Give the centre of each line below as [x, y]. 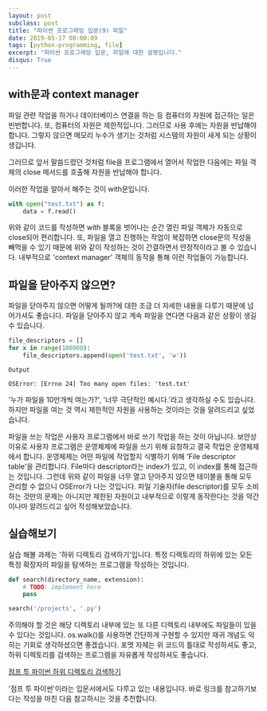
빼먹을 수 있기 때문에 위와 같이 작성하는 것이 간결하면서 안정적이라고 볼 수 [122, 247]
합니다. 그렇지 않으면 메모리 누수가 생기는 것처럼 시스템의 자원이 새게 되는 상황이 [133, 135]
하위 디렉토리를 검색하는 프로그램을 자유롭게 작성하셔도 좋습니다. [108, 655]
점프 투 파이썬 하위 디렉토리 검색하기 [65, 672]
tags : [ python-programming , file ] [66, 45]
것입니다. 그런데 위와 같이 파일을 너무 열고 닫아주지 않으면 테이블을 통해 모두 [134, 476]
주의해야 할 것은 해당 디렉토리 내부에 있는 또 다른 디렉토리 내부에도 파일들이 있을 [133, 625]
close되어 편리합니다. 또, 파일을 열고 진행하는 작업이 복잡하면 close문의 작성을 [130, 238]
